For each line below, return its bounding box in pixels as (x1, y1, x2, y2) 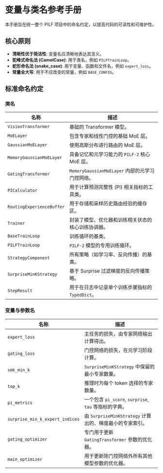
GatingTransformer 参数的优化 (84, 436, 152, 443)
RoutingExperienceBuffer (7, 204, 65, 210)
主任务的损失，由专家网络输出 (84, 330, 153, 337)
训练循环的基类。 (69, 233, 109, 240)
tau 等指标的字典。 (84, 403, 128, 410)
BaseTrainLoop (7, 233, 40, 239)
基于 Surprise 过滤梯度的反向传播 (69, 268, 145, 275)
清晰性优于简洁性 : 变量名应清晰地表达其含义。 (12, 51, 104, 56)
